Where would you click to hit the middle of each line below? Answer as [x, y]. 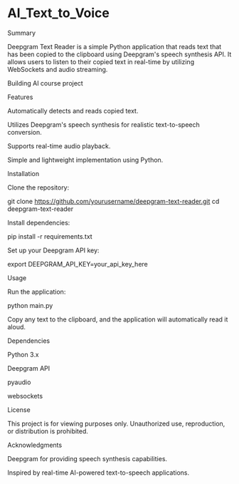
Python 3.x [23, 354]
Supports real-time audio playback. [59, 146]
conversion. [25, 132]
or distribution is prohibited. [48, 431]
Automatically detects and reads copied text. [73, 110]
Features [20, 97]
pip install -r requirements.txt [50, 236]
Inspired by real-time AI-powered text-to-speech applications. [99, 473]
